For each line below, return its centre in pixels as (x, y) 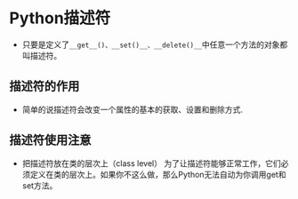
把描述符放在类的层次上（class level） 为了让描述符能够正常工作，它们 (152, 163)
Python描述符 (60, 18)
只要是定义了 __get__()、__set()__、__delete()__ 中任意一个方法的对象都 (155, 44)
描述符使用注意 (50, 140)
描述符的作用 (44, 87)
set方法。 (40, 185)
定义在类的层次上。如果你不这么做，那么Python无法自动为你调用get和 (158, 174)
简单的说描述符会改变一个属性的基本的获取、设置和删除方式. (132, 109)
